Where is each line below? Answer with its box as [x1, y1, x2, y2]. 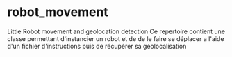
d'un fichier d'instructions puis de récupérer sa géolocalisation [7, 42, 187, 50]
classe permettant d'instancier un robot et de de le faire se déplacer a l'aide [7, 34, 224, 42]
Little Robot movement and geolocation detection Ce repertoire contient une [7, 27, 226, 35]
